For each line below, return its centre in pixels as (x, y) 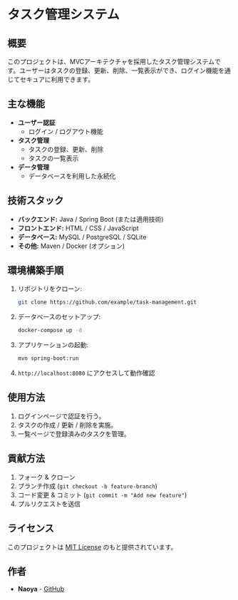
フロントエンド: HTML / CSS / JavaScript (78, 228)
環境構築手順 (36, 270)
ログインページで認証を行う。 (61, 416)
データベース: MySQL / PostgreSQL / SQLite (82, 237)
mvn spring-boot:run (48, 358)
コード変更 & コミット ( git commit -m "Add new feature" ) (102, 495)
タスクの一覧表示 (53, 158)
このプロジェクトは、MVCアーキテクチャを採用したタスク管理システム (111, 62)
